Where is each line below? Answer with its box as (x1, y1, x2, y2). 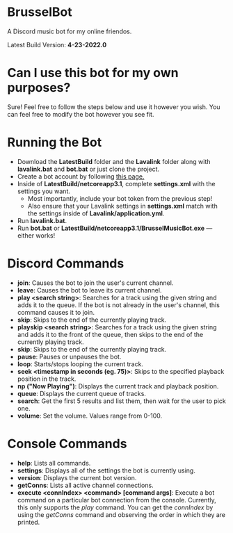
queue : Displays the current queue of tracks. (17, 389, 146, 397)
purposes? (7, 80, 71, 96)
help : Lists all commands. (17, 459, 91, 467)
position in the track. (17, 375, 77, 383)
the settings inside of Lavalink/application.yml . (27, 209, 165, 218)
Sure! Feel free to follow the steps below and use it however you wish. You (7, 102, 220, 111)
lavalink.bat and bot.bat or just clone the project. (17, 165, 160, 173)
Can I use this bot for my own (7, 65, 179, 81)
